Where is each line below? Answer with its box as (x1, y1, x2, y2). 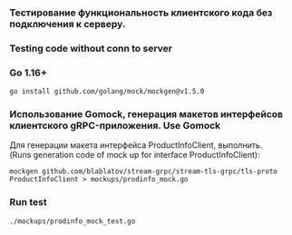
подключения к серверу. (9, 17, 126, 30)
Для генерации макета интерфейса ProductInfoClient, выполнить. (9, 140, 263, 151)
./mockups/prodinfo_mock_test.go (9, 216, 136, 226)
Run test (9, 196, 47, 209)
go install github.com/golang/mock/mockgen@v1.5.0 (9, 87, 205, 96)
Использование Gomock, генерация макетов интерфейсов (9, 108, 284, 121)
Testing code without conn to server (9, 42, 172, 54)
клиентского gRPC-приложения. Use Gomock (9, 120, 221, 132)
